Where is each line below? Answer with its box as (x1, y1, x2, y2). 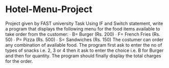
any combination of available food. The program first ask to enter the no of (5, 42, 162, 48)
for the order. (5, 58, 33, 64)
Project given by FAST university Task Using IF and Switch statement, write (5, 20, 163, 26)
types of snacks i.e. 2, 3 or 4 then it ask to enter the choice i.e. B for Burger (5, 47, 164, 53)
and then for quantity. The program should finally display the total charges (5, 52, 161, 59)
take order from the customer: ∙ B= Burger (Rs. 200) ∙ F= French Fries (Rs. (5, 31, 161, 37)
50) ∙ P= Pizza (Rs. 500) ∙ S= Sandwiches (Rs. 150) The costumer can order (5, 37, 164, 43)
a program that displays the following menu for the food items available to (5, 25, 160, 31)
